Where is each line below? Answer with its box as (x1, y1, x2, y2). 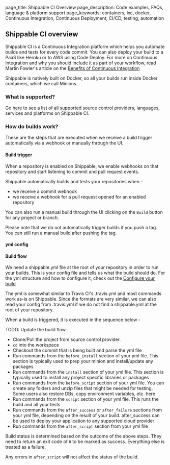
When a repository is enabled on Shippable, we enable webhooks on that (5, 163, 159, 169)
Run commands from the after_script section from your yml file (12, 423, 148, 429)
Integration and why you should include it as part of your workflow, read (5, 60, 156, 66)
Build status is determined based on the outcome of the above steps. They (5, 433, 162, 439)
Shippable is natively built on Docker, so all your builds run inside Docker (5, 75, 158, 81)
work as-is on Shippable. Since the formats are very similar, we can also (5, 296, 157, 302)
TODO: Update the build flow (5, 327, 66, 333)
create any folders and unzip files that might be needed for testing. (12, 385, 153, 391)
